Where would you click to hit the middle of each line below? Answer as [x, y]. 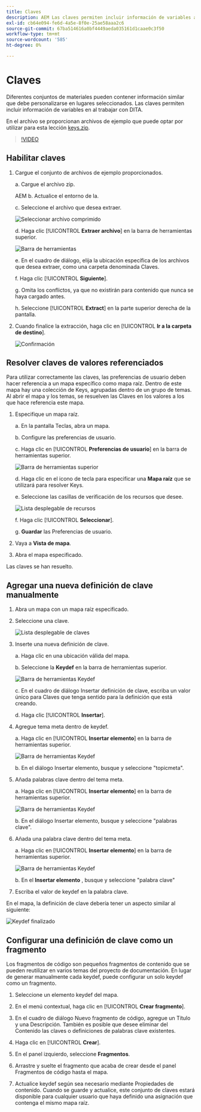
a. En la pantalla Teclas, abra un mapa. [62, 426]
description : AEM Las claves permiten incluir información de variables [99, 17]
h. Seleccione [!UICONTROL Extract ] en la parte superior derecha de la [103, 308]
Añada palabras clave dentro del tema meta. [69, 780]
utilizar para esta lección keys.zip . [48, 127]
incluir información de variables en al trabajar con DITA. [75, 109]
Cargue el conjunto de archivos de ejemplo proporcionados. [89, 172]
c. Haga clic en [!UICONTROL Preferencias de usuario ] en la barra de [101, 449]
